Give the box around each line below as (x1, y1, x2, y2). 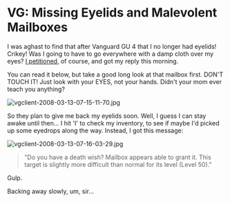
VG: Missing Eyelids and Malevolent (7, 5, 218, 21)
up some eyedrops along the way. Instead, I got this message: (7, 126, 184, 134)
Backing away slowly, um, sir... (7, 187, 95, 195)
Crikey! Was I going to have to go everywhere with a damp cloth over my (7, 50, 214, 58)
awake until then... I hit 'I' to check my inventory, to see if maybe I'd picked (7, 119, 220, 127)
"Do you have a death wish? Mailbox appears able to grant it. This (23, 153, 212, 161)
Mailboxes (7, 19, 68, 35)
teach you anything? (7, 85, 66, 93)
